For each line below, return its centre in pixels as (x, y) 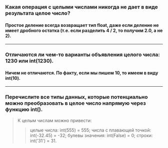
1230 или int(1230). (29, 61)
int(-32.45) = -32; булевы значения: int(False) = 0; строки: (91, 135)
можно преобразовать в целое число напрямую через (75, 103)
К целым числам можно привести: (54, 120)
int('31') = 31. (43, 141)
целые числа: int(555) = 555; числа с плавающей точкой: (90, 130)
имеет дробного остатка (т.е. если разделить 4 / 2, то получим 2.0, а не (84, 30)
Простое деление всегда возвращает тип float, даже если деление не (82, 25)
